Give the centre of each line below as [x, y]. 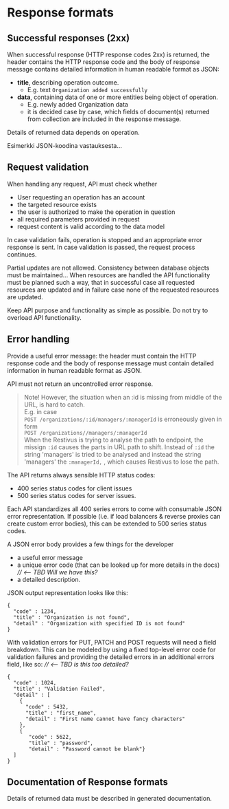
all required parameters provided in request [78, 219]
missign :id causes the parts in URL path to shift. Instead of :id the [119, 447]
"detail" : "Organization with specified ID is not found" [99, 623]
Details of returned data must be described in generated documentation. [110, 799]
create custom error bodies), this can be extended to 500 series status [107, 524]
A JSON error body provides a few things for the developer [91, 544]
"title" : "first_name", [61, 713]
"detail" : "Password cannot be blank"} [87, 749]
